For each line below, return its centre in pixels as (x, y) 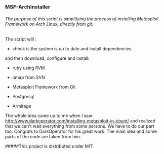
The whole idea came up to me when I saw (49, 116)
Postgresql (23, 97)
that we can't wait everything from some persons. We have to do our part (80, 126)
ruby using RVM (29, 68)
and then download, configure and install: (47, 58)
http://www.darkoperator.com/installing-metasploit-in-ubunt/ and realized (80, 121)
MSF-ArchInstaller (28, 7)
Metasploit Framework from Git (44, 87)
